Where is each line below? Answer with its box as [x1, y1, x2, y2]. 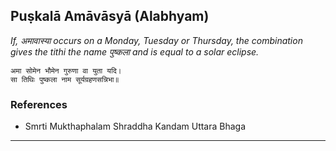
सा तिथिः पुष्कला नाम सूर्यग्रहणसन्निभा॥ [10, 74, 120, 84]
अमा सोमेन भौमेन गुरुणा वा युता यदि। [10, 65, 122, 76]
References [10, 97, 68, 111]
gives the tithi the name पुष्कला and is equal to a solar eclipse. [10, 45, 260, 58]
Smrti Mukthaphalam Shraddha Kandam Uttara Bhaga [24, 120, 247, 133]
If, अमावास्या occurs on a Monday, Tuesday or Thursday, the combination [10, 34, 303, 46]
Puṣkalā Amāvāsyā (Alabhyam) [10, 8, 210, 25]
